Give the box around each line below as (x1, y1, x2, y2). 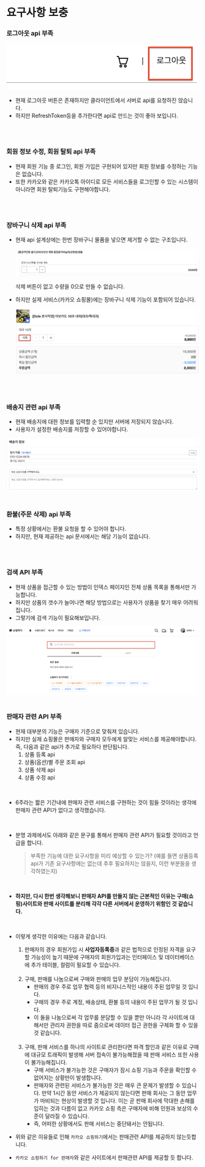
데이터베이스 (164, 953, 195, 961)
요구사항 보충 (6, 6, 69, 20)
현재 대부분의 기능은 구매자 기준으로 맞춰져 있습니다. (15, 727, 140, 735)
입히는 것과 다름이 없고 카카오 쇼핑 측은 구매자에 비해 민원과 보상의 (33, 1104, 192, 1112)
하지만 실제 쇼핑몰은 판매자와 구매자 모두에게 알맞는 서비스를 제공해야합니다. (15, 735, 197, 743)
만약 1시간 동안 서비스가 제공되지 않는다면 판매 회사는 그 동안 (42, 1089, 186, 1096)
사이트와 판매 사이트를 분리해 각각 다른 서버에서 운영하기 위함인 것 (22, 900, 177, 907)
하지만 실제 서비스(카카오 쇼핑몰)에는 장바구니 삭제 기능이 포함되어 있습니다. (15, 295, 196, 303)
